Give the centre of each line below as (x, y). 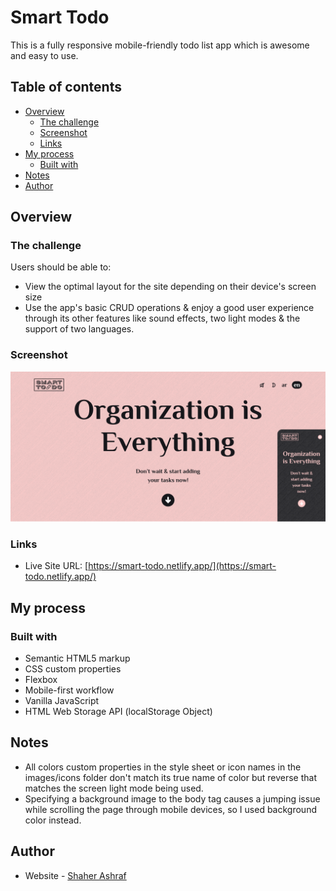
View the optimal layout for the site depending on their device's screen (170, 287)
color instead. (53, 820)
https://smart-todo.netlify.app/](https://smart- (182, 566)
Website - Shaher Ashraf (75, 875)
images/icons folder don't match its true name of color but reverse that (171, 777)
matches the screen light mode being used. (114, 788)
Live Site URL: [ (56, 566)
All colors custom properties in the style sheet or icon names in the (163, 767)
